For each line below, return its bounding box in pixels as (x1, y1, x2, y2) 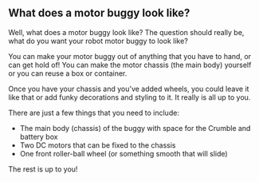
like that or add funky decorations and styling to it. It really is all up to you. (8, 92, 251, 102)
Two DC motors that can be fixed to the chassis (19, 140, 176, 150)
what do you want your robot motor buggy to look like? (8, 36, 189, 45)
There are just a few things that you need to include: (8, 108, 179, 117)
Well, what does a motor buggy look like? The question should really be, (8, 27, 245, 37)
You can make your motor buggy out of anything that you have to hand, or (8, 51, 252, 61)
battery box (19, 132, 58, 141)
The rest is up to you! (8, 164, 78, 174)
